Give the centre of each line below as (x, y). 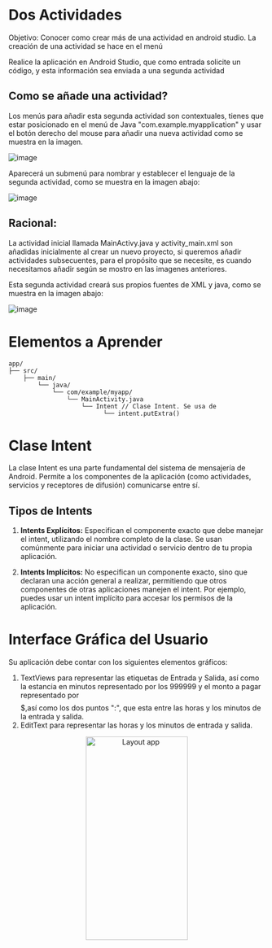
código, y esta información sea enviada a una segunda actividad (117, 70)
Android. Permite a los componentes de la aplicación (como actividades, (130, 477)
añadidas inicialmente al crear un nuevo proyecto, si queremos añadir (125, 251)
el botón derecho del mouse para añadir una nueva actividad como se (126, 133)
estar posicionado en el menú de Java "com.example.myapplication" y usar (135, 125)
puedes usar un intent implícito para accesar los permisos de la (127, 598)
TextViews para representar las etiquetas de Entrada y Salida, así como (140, 678)
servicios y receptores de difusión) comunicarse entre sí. (104, 485)
